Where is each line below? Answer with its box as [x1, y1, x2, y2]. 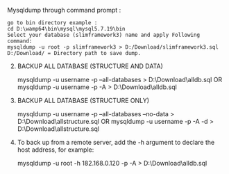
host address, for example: [17, 145, 94, 154]
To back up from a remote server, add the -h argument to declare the [17, 139, 215, 146]
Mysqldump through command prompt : [7, 6, 121, 14]
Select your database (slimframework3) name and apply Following [7, 31, 200, 38]
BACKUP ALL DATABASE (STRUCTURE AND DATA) [17, 62, 163, 70]
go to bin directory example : [7, 19, 98, 26]
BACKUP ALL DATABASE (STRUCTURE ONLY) [17, 97, 150, 104]
